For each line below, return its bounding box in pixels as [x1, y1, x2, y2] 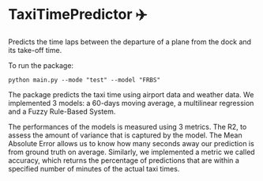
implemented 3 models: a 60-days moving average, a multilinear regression [8, 98, 254, 107]
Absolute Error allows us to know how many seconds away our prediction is [8, 138, 254, 148]
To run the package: [8, 60, 73, 70]
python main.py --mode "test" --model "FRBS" [8, 76, 160, 84]
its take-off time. [8, 45, 62, 55]
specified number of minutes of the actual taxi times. [8, 164, 180, 173]
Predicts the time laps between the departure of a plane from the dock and [8, 36, 251, 47]
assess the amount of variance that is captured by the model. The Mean [8, 130, 242, 140]
